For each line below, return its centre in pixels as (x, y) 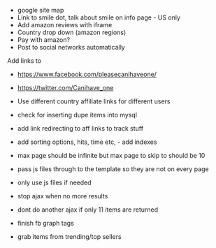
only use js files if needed (55, 182)
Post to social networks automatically (71, 47)
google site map (41, 10)
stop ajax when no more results (63, 196)
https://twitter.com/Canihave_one (65, 88)
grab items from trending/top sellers (69, 236)
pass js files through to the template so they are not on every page (113, 169)
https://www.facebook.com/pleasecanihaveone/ (87, 74)
